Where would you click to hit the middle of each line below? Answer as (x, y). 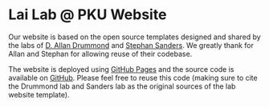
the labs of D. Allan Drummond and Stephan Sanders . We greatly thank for (131, 45)
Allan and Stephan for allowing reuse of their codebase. (100, 53)
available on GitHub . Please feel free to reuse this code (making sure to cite (133, 77)
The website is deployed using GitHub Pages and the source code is (121, 69)
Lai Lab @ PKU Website (88, 15)
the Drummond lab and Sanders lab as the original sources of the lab (122, 86)
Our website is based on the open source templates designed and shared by (134, 37)
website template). (39, 94)
